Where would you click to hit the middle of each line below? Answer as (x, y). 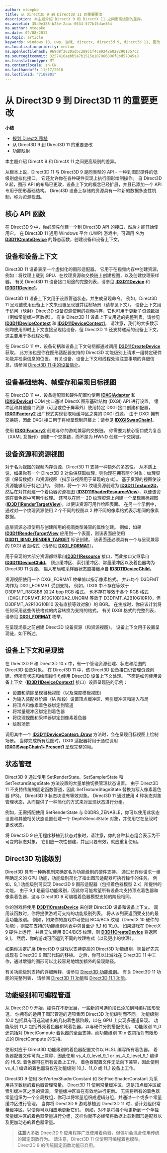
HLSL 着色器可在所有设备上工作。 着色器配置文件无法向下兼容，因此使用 (85, 1062)
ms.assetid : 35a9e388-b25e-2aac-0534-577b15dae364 (59, 24)
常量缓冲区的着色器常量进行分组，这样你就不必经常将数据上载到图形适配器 (81, 1116)
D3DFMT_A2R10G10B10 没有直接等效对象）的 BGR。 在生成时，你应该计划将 (83, 604)
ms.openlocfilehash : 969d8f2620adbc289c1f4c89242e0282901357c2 (72, 51)
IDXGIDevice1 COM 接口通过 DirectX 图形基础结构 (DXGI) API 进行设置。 (79, 401)
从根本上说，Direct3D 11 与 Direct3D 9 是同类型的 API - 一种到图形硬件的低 (82, 172)
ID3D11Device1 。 (23, 288)
